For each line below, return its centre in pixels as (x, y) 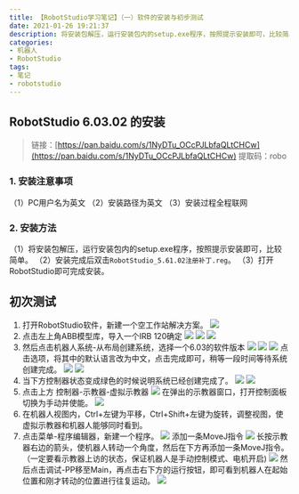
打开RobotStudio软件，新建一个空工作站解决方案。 (115, 325)
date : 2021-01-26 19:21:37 (59, 26)
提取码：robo (263, 156)
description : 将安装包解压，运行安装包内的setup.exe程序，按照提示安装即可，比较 (146, 34)
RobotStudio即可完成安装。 (59, 271)
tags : (19, 68)
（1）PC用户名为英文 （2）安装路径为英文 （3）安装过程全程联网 (128, 202)
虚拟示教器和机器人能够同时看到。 (85, 425)
